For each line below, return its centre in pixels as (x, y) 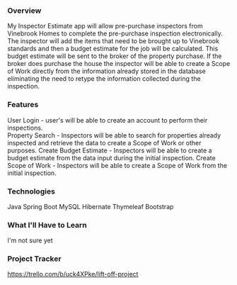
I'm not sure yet (30, 240)
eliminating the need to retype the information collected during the (104, 79)
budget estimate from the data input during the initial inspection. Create (111, 157)
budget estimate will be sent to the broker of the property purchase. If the (115, 56)
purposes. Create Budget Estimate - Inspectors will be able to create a (110, 150)
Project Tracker (34, 259)
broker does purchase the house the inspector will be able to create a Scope (119, 64)
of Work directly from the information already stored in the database (107, 71)
